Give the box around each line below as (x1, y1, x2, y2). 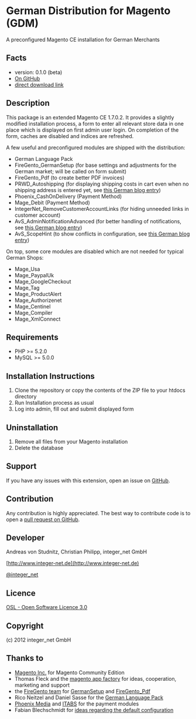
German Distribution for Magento (6, 4, 171, 18)
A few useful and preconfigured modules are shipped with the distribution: (6, 144, 185, 151)
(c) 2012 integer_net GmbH (6, 636, 71, 644)
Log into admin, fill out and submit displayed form (14, 405, 135, 412)
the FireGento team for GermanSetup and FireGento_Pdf (14, 687, 151, 694)
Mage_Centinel (14, 303, 51, 310)
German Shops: (6, 254, 44, 261)
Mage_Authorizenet (14, 297, 63, 304)
